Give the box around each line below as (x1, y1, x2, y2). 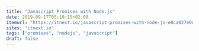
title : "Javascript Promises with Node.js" (6, 8, 115, 15)
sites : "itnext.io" (6, 25, 54, 31)
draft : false (6, 36, 38, 42)
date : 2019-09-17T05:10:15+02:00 (6, 14, 89, 20)
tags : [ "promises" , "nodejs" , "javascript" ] (6, 30, 118, 36)
